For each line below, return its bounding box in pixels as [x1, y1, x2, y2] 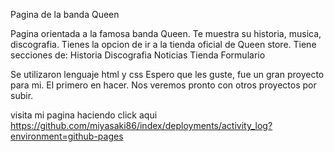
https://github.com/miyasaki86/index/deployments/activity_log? [10, 120, 273, 131]
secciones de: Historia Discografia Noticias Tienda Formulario [10, 49, 266, 61]
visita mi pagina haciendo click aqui [10, 109, 158, 121]
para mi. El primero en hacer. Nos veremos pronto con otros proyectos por [10, 79, 317, 91]
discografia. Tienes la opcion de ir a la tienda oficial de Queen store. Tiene [10, 39, 317, 50]
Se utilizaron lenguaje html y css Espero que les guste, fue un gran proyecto [10, 69, 325, 80]
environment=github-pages [10, 130, 124, 142]
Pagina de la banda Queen [10, 9, 120, 20]
